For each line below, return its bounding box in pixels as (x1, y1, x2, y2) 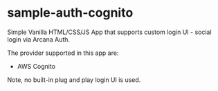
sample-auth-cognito (7, 5, 134, 21)
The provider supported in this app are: (7, 49, 119, 57)
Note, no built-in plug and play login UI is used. (7, 75, 141, 84)
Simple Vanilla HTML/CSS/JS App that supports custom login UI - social (7, 28, 212, 36)
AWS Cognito (17, 62, 56, 70)
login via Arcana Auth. (7, 35, 71, 43)
